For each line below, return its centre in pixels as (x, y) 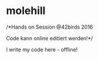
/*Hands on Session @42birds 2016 (49, 27)
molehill (26, 11)
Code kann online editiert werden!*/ (49, 38)
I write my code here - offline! (42, 49)
